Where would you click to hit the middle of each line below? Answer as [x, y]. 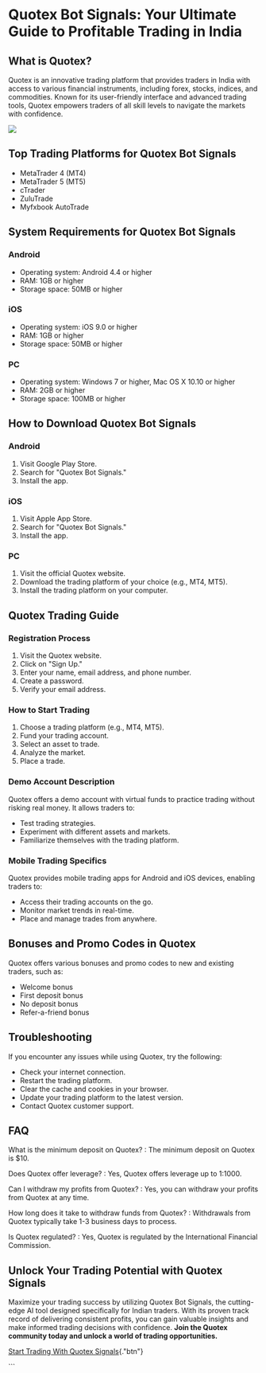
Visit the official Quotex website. [72, 573]
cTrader [33, 190]
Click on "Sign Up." [51, 664]
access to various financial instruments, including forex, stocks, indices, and [133, 88]
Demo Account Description [62, 782]
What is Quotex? [50, 61]
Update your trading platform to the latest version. [102, 1097]
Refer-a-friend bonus [54, 1012]
